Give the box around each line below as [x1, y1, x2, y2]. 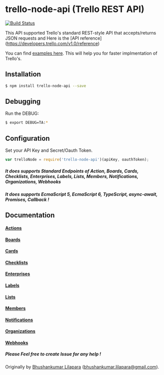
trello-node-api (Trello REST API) [5, 4, 144, 15]
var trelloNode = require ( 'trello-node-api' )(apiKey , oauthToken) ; [5, 157, 149, 162]
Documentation [5, 211, 55, 220]
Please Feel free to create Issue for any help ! [5, 351, 101, 357]
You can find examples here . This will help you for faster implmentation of [5, 50, 157, 56]
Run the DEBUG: [5, 110, 39, 116]
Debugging [5, 97, 41, 106]
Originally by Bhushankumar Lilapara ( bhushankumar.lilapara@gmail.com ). [5, 363, 159, 369]
